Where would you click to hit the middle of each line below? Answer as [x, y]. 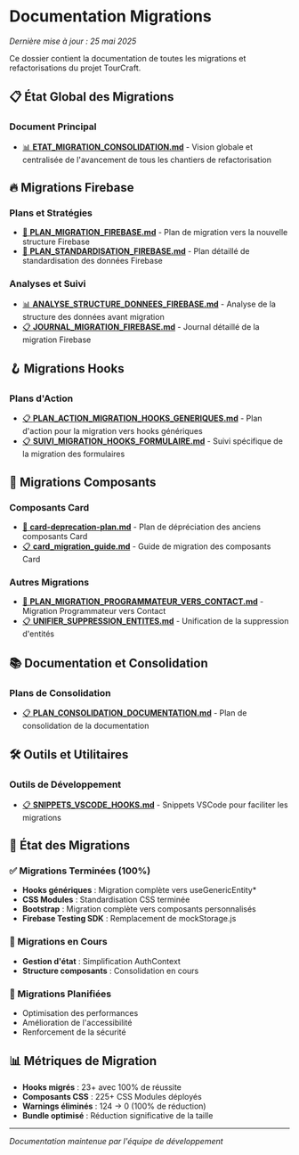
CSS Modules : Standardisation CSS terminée [106, 900]
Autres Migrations [49, 582]
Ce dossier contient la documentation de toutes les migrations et [128, 58]
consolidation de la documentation [85, 725]
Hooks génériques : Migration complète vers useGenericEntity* [139, 890]
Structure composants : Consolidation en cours [110, 971]
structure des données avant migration [93, 316]
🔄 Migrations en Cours [59, 942]
